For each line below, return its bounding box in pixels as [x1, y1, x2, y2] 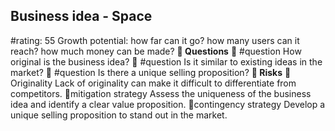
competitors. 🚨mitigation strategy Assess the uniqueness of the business [10, 87, 312, 99]
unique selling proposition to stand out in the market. [10, 109, 228, 121]
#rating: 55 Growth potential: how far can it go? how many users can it [10, 34, 300, 46]
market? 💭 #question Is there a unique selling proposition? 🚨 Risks [10, 66, 283, 78]
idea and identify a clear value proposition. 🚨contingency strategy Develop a [10, 98, 326, 110]
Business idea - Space [10, 8, 153, 25]
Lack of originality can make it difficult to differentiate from [54, 77, 297, 89]
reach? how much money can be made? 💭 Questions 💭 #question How [10, 45, 302, 57]
